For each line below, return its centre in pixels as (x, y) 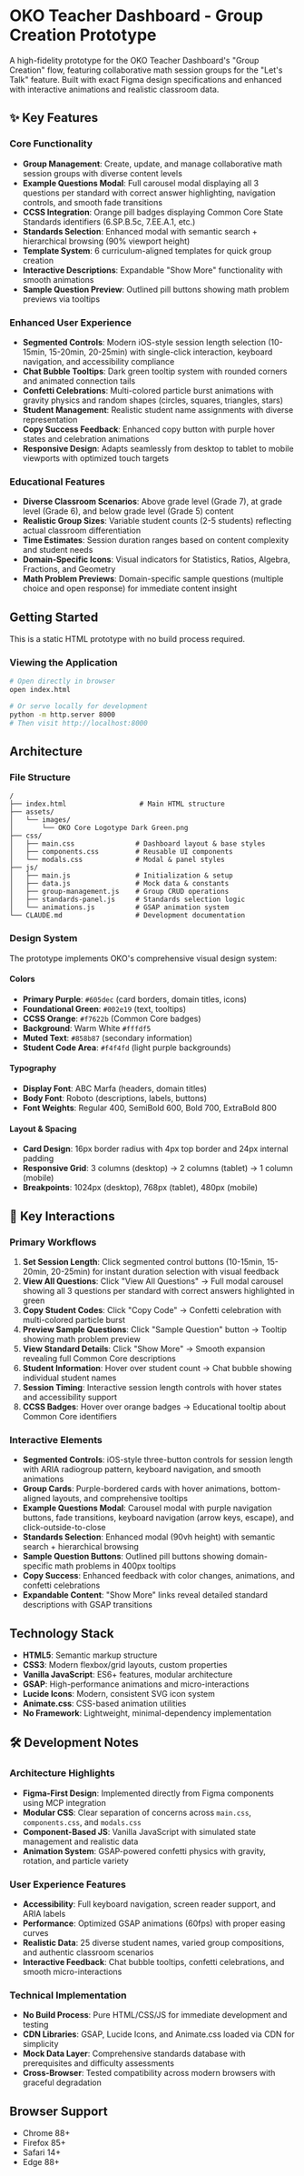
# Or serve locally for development (78, 707)
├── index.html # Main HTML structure (117, 804)
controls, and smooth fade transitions (93, 202)
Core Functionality (51, 144)
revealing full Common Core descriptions (99, 1358)
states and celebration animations (86, 438)
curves (35, 1933)
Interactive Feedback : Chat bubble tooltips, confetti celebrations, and (153, 1962)
